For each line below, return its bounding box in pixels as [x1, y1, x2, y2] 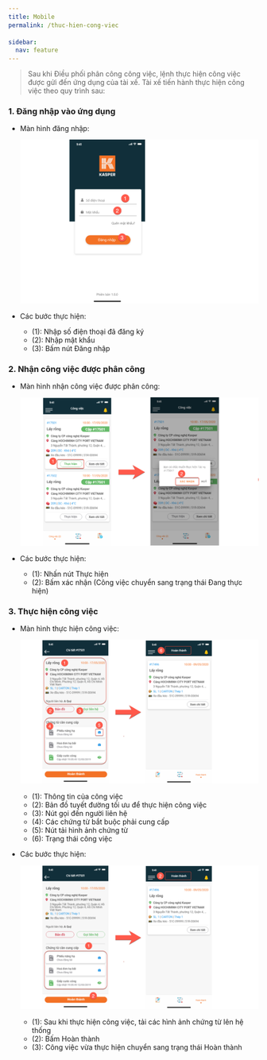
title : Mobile [8, 13, 56, 21]
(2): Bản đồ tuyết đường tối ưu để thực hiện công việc [31, 800, 207, 810]
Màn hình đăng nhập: [19, 124, 90, 133]
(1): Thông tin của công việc [31, 791, 123, 802]
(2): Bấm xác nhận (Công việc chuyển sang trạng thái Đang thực [31, 577, 243, 587]
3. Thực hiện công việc [8, 605, 99, 617]
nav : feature [15, 46, 59, 55]
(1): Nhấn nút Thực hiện [31, 569, 109, 578]
